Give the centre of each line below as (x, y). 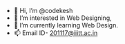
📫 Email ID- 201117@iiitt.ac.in (56, 33)
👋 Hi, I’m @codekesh (43, 11)
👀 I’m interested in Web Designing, (62, 18)
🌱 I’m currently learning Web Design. (66, 25)
